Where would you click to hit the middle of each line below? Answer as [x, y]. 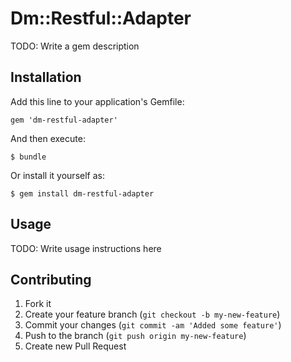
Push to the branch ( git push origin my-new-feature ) [135, 336]
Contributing [51, 279]
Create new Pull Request [75, 346]
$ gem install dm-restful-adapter [82, 193]
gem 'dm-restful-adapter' [64, 120]
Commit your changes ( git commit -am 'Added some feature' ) [153, 325]
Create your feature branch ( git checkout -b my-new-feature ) [152, 314]
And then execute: [48, 138]
